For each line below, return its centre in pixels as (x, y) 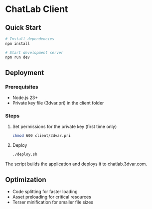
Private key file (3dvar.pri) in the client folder (58, 103)
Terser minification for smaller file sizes (53, 202)
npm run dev (17, 57)
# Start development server (34, 52)
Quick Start (23, 28)
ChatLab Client (37, 9)
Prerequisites (22, 87)
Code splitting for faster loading (45, 192)
